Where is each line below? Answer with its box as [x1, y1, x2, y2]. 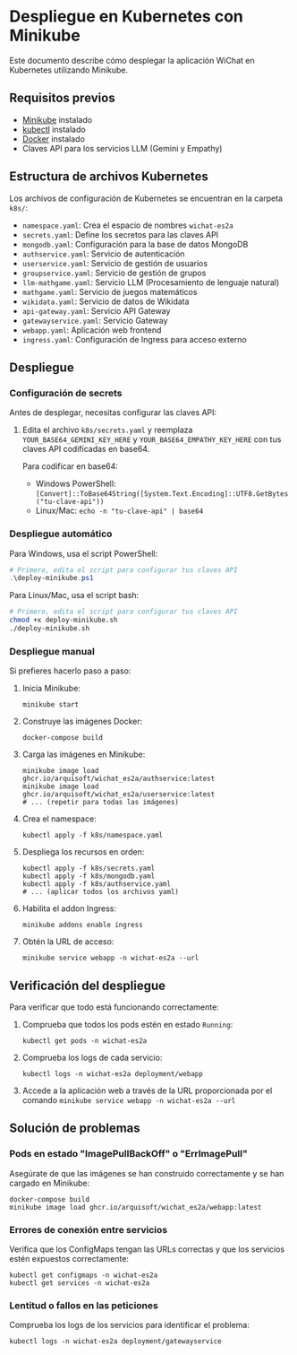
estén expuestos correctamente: [9, 1254, 130, 1264]
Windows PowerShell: [35, 478, 116, 490]
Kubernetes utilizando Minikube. [9, 65, 129, 75]
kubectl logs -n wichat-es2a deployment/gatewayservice [9, 1337, 222, 1346]
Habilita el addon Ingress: [21, 903, 116, 914]
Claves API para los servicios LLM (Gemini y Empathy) [21, 143, 223, 153]
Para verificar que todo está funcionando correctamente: [9, 1002, 219, 1012]
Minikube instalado [21, 114, 92, 125]
